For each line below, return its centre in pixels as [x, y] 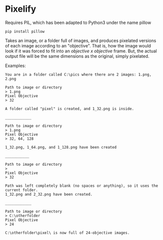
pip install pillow [25, 31]
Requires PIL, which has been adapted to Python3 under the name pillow [78, 22]
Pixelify [21, 9]
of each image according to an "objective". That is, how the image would [78, 45]
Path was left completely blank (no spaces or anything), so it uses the [82, 186]
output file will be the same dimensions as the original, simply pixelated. [77, 56]
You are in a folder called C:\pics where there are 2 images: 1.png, [78, 74]
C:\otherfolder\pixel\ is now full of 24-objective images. [68, 233]
